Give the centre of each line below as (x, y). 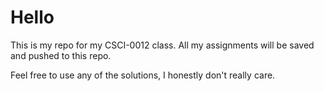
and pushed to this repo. (61, 55)
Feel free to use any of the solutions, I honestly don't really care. (143, 75)
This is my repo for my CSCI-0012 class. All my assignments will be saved (162, 45)
